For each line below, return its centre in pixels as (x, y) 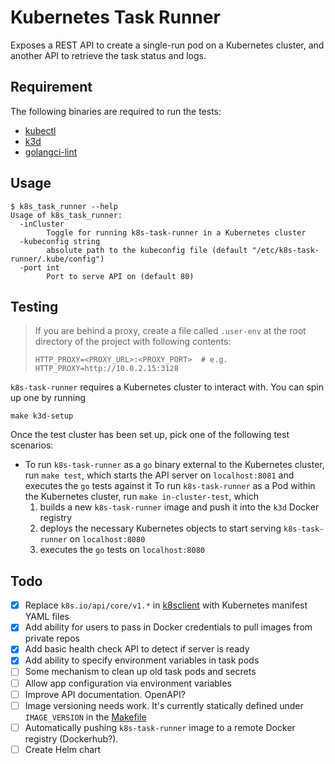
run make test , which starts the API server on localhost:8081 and (159, 475)
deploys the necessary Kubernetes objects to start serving (160, 528)
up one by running (48, 398)
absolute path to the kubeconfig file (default (147, 250)
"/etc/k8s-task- (285, 250)
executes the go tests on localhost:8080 (122, 550)
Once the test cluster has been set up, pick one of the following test (150, 435)
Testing (34, 306)
